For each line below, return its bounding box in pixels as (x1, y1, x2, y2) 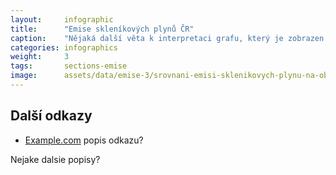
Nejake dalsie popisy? (10, 153, 101, 165)
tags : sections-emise (10, 61, 128, 71)
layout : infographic (10, 14, 114, 25)
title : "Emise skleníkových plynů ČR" (10, 24, 195, 34)
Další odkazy (10, 107, 93, 125)
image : (10, 71, 38, 81)
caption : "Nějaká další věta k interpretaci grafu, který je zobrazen (10, 33, 325, 43)
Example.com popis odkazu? (24, 134, 144, 146)
